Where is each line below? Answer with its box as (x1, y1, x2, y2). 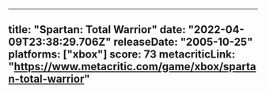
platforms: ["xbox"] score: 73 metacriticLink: (8, 48, 236, 61)
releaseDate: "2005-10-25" (113, 35, 253, 49)
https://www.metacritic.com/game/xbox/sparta (13, 60, 256, 73)
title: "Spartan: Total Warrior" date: (8, 23, 186, 36)
